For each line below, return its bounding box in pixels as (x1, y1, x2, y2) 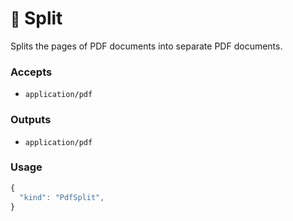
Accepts (10, 65, 53, 79)
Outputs (10, 113, 52, 127)
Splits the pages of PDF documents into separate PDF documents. (10, 40, 283, 52)
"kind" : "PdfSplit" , (19, 192, 105, 202)
